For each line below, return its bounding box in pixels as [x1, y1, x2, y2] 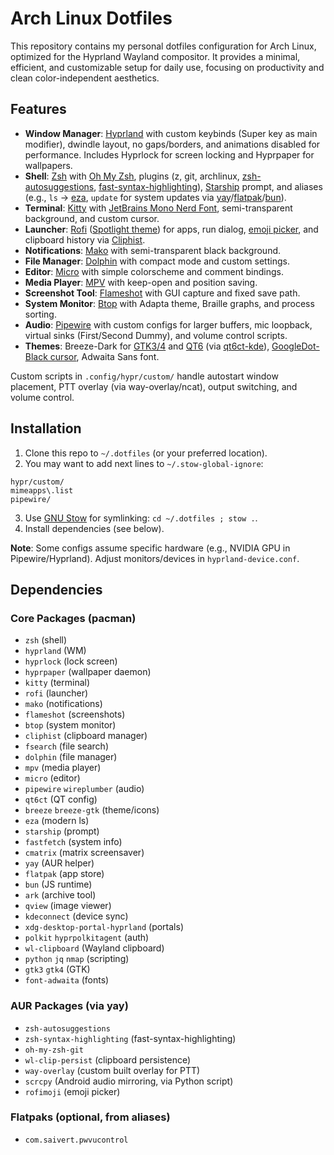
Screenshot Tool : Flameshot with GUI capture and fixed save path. [24, 287, 301, 299]
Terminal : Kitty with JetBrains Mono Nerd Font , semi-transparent [24, 202, 293, 214]
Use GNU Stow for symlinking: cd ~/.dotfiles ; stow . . [24, 512, 258, 524]
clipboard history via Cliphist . [24, 233, 146, 246]
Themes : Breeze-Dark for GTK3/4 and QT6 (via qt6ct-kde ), [24, 340, 270, 352]
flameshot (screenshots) [24, 708, 126, 721]
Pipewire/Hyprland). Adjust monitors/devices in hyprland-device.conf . [10, 552, 300, 564]
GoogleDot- [271, 340, 320, 352]
